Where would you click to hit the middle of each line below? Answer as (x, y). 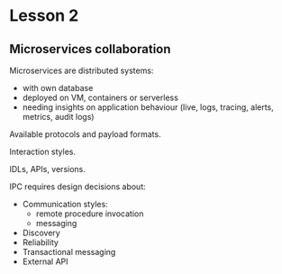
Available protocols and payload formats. (85, 134)
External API (45, 261)
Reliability (40, 242)
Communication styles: (65, 204)
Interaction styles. (43, 151)
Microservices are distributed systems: (82, 70)
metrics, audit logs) (58, 117)
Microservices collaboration (90, 49)
